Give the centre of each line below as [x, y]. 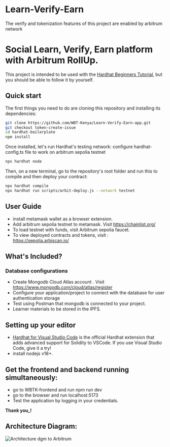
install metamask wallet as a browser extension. [63, 219]
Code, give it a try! [32, 348]
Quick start [23, 96]
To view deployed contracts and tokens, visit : [61, 235]
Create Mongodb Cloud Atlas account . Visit [59, 282]
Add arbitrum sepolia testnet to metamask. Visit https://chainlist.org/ [84, 224]
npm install [18, 137]
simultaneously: [31, 378]
